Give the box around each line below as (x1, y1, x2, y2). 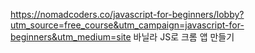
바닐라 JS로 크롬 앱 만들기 (133, 31, 235, 43)
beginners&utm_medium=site (10, 31, 132, 43)
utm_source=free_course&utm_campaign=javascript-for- (10, 19, 245, 31)
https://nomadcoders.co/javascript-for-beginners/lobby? (10, 9, 245, 20)
